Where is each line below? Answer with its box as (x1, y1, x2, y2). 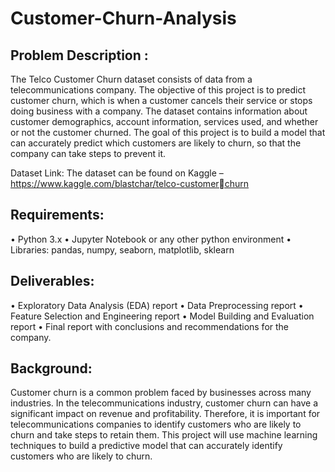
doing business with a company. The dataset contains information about (10, 105, 308, 117)
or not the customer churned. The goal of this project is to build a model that (10, 127, 326, 138)
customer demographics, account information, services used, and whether (10, 116, 319, 127)
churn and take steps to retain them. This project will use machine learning (10, 429, 318, 441)
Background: (10, 360, 93, 377)
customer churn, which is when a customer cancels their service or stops (10, 95, 313, 106)
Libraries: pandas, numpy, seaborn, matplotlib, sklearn (10, 243, 235, 256)
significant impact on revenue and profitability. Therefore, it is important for (10, 408, 321, 420)
